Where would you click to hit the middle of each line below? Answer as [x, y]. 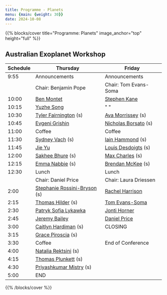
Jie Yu [43, 147]
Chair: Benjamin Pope [61, 88]
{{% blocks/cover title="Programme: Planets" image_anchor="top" [73, 33]
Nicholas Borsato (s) [129, 124]
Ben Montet [49, 99]
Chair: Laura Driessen [130, 180]
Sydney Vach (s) [55, 140]
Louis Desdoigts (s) [127, 147]
